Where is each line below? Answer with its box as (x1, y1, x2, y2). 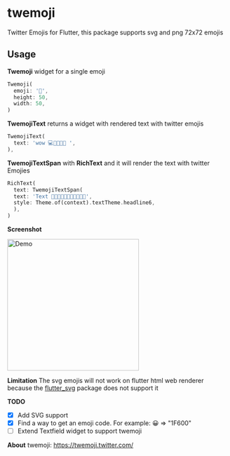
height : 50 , (13, 93, 49, 101)
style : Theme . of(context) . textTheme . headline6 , (13, 199, 156, 206)
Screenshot (7, 225, 42, 233)
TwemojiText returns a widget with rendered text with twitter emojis (7, 119, 204, 128)
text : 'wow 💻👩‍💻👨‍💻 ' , (13, 140, 76, 147)
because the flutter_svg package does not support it (7, 384, 159, 392)
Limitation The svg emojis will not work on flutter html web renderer (7, 377, 204, 384)
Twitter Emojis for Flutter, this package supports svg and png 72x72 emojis (7, 28, 224, 36)
